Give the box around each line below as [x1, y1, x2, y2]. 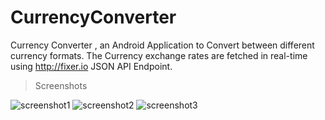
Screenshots [34, 79, 88, 91]
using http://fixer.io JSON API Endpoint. [10, 60, 173, 72]
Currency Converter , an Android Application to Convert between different [10, 39, 315, 51]
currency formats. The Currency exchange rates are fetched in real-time [10, 49, 308, 61]
